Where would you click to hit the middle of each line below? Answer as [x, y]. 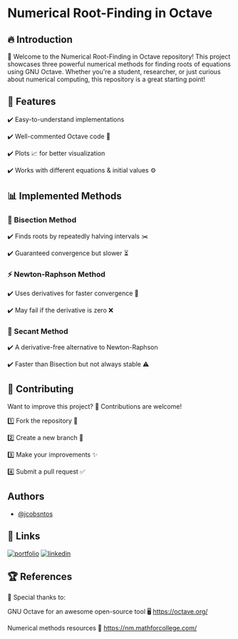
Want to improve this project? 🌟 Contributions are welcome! [95, 406]
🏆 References [40, 577]
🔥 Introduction [40, 40]
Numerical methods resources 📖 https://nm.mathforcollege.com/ [102, 628]
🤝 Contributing [41, 389]
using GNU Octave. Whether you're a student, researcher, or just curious [114, 72]
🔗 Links [24, 536]
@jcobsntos [35, 513]
